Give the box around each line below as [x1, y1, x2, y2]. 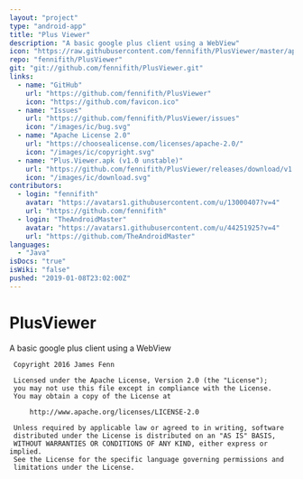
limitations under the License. [13, 463, 135, 472]
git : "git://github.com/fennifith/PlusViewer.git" [9, 64, 204, 73]
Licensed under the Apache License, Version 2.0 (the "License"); [13, 376, 269, 385]
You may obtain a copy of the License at [13, 391, 171, 400]
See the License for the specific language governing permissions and [13, 455, 284, 464]
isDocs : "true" [9, 257, 67, 267]
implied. [9, 446, 42, 456]
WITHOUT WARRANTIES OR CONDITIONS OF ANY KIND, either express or [13, 439, 269, 448]
